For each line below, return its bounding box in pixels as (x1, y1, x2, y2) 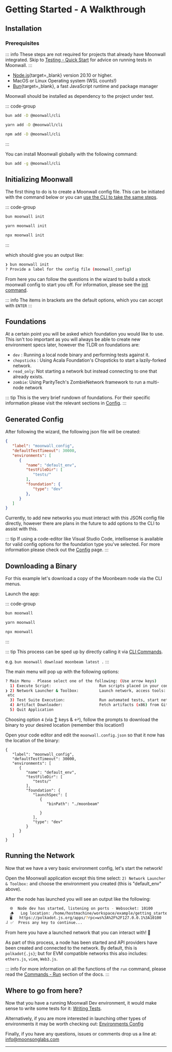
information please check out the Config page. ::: (5, 547, 109, 553)
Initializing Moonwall (5, 175, 73, 184)
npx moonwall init (5, 233, 45, 238)
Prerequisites (5, 40, 39, 47)
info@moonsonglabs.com (5, 1036, 60, 1042)
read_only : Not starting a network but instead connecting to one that (12, 368, 157, 374)
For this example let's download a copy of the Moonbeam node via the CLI (5, 575, 162, 582)
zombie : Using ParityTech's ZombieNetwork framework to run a (12, 379, 146, 385)
